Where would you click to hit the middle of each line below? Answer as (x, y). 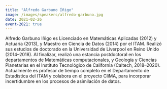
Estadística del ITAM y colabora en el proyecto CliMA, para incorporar (78, 76)
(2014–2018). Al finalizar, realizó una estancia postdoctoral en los (73, 55)
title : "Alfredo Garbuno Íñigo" (39, 10)
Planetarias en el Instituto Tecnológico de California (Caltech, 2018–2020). (83, 65)
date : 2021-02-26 (24, 19)
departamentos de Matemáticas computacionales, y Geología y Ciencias (81, 60)
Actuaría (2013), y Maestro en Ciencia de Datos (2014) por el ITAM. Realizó (83, 44)
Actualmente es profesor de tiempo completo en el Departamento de (77, 71)
